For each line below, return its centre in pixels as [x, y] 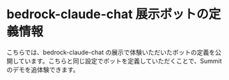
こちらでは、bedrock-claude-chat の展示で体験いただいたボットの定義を [111, 52]
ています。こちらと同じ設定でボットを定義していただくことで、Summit [120, 61]
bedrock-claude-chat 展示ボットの [108, 14]
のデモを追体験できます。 [43, 70]
